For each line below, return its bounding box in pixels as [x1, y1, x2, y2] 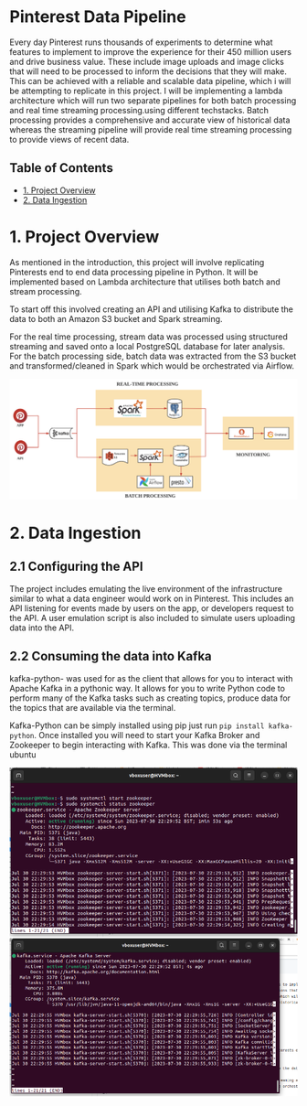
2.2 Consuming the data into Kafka [9, 649, 212, 664]
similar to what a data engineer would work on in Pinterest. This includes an [9, 593, 294, 604]
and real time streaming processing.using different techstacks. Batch [9, 104, 270, 115]
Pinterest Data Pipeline [9, 6, 186, 27]
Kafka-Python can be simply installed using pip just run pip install [9, 720, 265, 731]
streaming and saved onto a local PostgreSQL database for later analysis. [9, 340, 286, 351]
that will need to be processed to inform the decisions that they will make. [9, 66, 288, 77]
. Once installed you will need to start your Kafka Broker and [33, 729, 260, 740]
